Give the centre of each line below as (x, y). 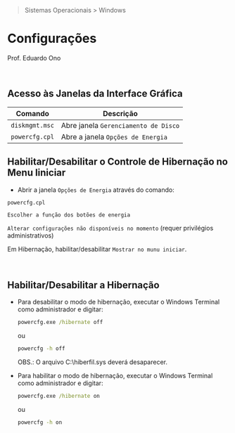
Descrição (121, 113)
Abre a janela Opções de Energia (114, 136)
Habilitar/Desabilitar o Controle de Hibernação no (118, 162)
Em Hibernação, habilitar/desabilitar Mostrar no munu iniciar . (97, 250)
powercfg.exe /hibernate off (60, 323)
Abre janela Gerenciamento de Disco (120, 125)
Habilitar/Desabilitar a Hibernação (83, 285)
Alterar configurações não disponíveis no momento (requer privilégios (110, 228)
